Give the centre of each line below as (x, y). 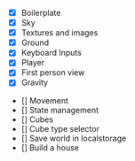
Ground (35, 42)
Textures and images (60, 33)
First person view (53, 73)
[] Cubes (37, 119)
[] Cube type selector (60, 128)
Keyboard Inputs (51, 53)
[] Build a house (50, 147)
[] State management (60, 110)
